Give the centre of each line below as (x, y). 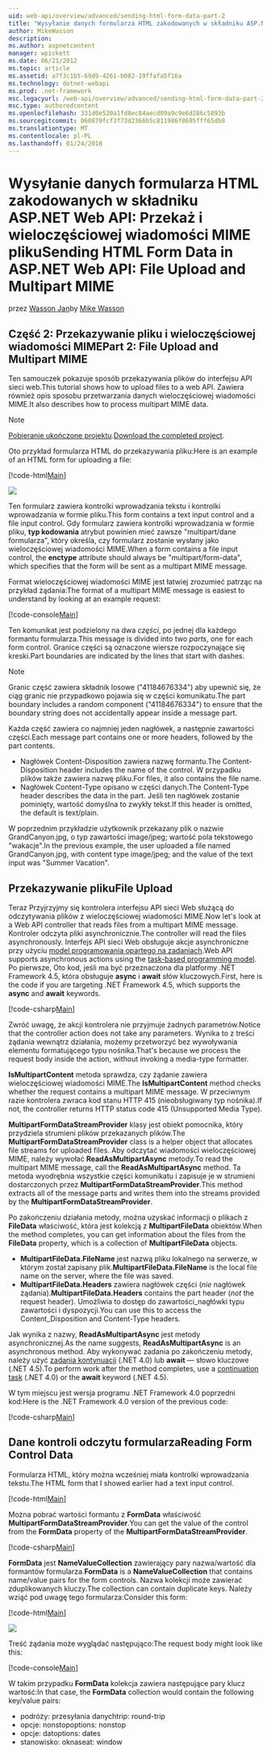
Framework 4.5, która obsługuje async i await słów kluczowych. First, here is (135, 977)
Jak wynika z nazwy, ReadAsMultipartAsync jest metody (104, 1335)
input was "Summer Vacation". (59, 863)
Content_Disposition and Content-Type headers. (100, 1319)
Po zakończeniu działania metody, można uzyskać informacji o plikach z (128, 1217)
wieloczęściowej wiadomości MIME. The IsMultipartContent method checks (135, 1083)
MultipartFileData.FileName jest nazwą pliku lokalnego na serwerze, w (139, 1259)
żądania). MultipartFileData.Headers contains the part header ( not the (137, 1293)
